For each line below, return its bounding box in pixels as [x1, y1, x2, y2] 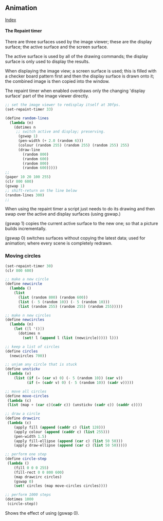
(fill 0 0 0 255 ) [14, 465, 49, 470]
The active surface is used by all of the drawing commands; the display [5, 54, 148, 59]
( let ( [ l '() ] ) [14, 326, 45, 332]
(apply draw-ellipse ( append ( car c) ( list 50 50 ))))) [14, 443, 127, 448]
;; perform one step [5, 452, 47, 457]
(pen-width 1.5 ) [14, 434, 47, 439]
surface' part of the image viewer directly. [5, 93, 89, 99]
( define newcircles [5, 317, 45, 322]
